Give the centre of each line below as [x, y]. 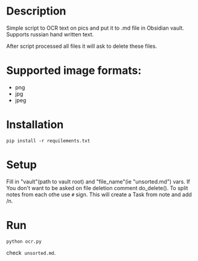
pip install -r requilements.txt [48, 140]
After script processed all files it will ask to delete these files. [82, 46]
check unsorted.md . [31, 253]
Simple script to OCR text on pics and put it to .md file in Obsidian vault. [95, 28]
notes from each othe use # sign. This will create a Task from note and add [99, 194]
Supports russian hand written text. [50, 34]
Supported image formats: [74, 71]
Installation [35, 125]
